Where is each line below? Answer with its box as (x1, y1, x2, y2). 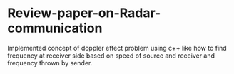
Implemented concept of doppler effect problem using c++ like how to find (7, 43, 227, 52)
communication (7, 20, 103, 36)
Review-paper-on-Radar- (7, 5, 161, 21)
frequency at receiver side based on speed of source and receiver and (7, 51, 215, 60)
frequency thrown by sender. (7, 58, 93, 67)
